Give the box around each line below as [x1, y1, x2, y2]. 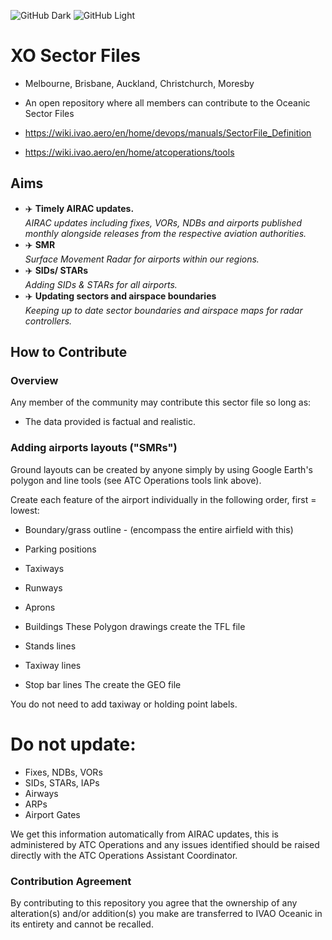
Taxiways [24, 562, 65, 574]
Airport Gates [24, 808, 81, 820]
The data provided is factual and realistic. [24, 416, 196, 428]
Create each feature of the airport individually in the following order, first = [10, 493, 317, 505]
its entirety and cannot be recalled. [10, 918, 154, 930]
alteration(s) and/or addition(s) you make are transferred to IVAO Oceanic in [10, 907, 323, 919]
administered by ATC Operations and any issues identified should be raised [10, 838, 320, 850]
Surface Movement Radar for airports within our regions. [24, 253, 260, 265]
